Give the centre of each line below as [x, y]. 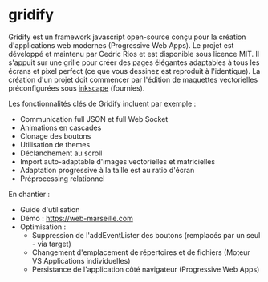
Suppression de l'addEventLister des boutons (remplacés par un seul [146, 235]
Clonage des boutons [55, 136]
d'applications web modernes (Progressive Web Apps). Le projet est [121, 45]
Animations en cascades [61, 127]
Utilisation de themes [55, 144]
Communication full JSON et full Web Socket [94, 119]
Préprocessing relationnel [62, 179]
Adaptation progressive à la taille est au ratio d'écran [107, 170]
